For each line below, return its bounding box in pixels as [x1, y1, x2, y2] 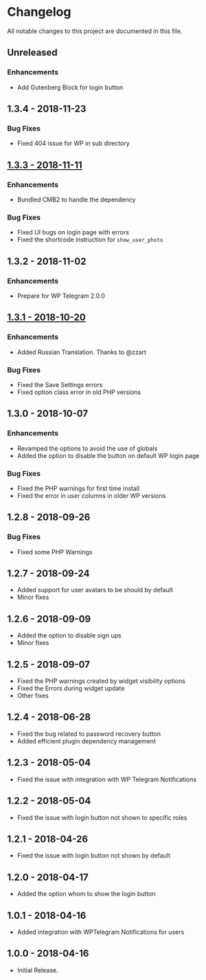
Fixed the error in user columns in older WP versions [16, 491, 166, 499]
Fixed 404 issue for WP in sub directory [16, 139, 130, 148]
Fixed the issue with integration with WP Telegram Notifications [16, 775, 197, 783]
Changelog [7, 4, 71, 20]
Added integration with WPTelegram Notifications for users [16, 928, 185, 936]
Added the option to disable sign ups [16, 631, 122, 640]
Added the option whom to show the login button [16, 890, 156, 898]
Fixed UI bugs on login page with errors [16, 228, 129, 237]
